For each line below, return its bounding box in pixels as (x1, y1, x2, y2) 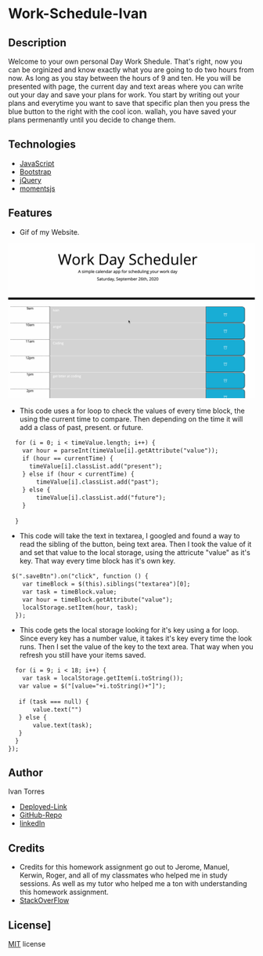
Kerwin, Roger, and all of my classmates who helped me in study (19, 870, 229, 880)
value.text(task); (32, 721, 92, 729)
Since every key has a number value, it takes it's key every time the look (19, 633, 252, 643)
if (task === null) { (18, 698, 89, 706)
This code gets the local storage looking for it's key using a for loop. (19, 625, 240, 634)
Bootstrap (19, 166, 52, 177)
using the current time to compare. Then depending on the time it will (19, 414, 243, 424)
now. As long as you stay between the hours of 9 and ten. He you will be (8, 74, 241, 82)
